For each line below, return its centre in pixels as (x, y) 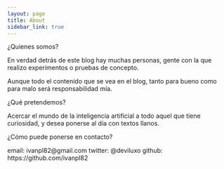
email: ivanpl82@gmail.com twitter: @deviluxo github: (85, 151)
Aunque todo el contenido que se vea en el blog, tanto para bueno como (112, 81)
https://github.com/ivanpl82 (48, 158)
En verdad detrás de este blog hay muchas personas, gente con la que (110, 60)
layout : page (26, 14)
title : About (26, 20)
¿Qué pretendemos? (37, 102)
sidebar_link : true (36, 27)
